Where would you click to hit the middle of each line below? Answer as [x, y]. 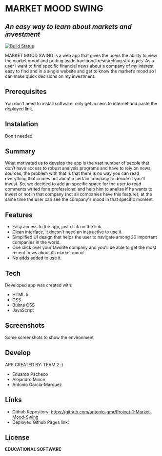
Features [19, 215]
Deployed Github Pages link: [40, 422]
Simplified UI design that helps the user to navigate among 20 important [84, 237]
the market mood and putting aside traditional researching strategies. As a [80, 61]
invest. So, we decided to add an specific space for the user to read [73, 184]
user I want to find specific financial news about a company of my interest [79, 66]
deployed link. [19, 109]
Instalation [21, 124]
